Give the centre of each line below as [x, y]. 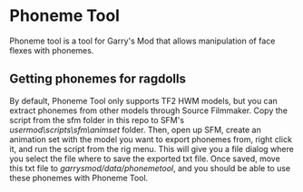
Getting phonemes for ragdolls [98, 79]
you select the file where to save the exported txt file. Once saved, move [145, 158]
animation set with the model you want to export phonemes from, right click [151, 139]
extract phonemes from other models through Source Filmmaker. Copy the [149, 110]
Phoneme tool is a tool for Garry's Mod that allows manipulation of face [142, 41]
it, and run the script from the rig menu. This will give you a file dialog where [152, 149]
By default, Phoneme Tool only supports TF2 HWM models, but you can [144, 101]
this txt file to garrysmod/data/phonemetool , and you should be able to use [150, 168]
